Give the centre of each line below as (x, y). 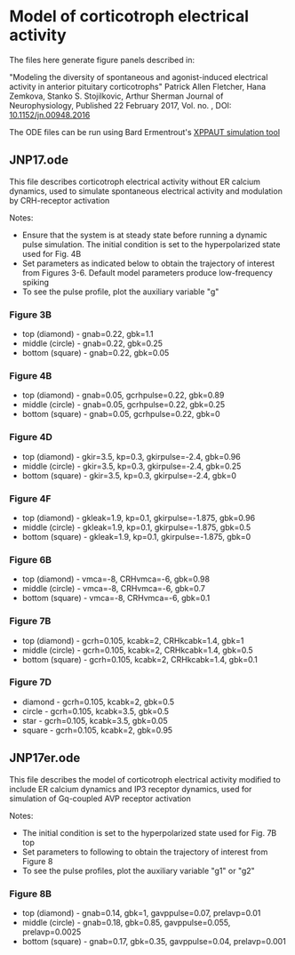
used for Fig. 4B (52, 253)
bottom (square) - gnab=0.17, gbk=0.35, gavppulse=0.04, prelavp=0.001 (154, 941)
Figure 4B (31, 375)
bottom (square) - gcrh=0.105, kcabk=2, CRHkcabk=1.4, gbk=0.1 (140, 659)
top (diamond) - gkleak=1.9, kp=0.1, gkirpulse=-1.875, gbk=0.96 (139, 518)
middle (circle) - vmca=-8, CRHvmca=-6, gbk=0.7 (114, 589)
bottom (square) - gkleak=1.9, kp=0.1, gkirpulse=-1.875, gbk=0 (136, 536)
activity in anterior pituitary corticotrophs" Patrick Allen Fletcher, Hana (138, 86)
